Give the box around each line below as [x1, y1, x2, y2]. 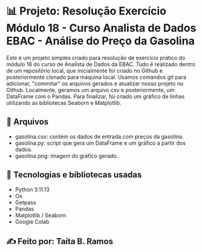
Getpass [15, 199, 36, 206]
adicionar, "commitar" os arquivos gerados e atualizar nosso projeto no [6, 79, 184, 87]
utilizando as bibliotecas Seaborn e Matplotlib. [6, 99, 122, 106]
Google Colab [15, 218, 50, 225]
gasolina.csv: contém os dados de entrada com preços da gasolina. [15, 133, 184, 140]
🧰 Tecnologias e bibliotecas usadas [6, 170, 142, 180]
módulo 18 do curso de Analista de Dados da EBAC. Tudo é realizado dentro [6, 61, 195, 68]
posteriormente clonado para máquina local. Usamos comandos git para [6, 73, 186, 81]
